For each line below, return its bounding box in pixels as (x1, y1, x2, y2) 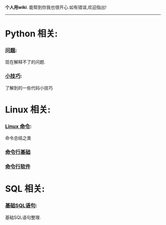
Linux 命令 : (5, 123, 32, 130)
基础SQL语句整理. (5, 214, 41, 220)
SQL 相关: (5, 183, 45, 194)
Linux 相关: (5, 104, 51, 115)
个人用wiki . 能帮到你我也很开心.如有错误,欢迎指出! (5, 4, 107, 10)
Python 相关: (5, 28, 58, 40)
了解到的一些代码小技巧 (5, 85, 53, 90)
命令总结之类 (5, 135, 31, 141)
